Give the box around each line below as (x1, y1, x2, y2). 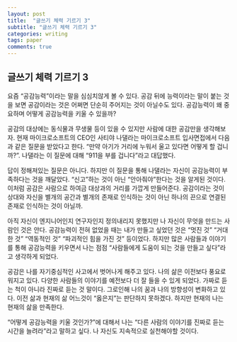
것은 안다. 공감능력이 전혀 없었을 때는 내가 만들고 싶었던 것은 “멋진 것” (20, 225, 212, 234)
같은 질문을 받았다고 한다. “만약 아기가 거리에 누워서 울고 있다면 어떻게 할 (14, 142, 216, 150)
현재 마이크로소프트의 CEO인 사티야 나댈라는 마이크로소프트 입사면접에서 (16, 133, 217, 142)
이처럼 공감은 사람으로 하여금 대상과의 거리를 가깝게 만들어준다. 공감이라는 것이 (7, 184, 225, 192)
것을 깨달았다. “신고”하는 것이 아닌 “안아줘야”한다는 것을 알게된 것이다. (31, 175, 226, 183)
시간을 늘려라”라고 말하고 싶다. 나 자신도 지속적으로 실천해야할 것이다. (7, 326, 200, 335)
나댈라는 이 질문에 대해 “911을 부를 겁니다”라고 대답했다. (21, 150, 176, 160)
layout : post (7, 10, 46, 18)
